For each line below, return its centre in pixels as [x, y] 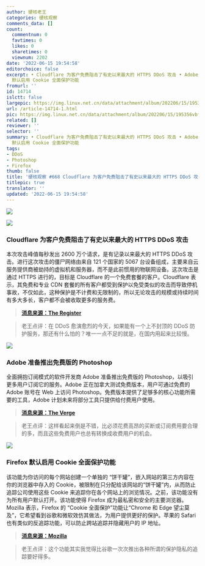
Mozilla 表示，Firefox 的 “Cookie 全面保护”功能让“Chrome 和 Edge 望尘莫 [98, 507]
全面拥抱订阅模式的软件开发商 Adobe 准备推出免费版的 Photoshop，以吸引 [100, 377]
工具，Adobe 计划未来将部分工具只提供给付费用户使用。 [88, 400]
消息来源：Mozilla [44, 535]
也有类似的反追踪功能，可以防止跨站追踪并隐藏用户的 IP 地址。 [85, 523]
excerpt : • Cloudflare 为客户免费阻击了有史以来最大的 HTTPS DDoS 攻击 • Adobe [102, 75]
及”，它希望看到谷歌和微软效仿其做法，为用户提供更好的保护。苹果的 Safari [101, 515]
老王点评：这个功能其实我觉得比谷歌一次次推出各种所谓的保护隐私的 [107, 549]
